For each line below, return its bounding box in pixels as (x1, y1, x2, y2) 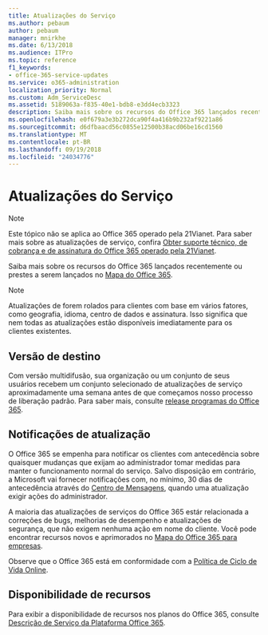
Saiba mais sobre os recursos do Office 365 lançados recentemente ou (8, 261, 243, 272)
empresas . (8, 541, 43, 550)
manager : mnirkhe (8, 34, 66, 42)
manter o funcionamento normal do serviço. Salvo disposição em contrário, (8, 466, 257, 475)
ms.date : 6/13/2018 (8, 42, 73, 50)
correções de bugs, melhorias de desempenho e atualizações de (8, 515, 222, 525)
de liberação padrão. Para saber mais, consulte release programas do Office (8, 396, 260, 406)
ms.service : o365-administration (8, 78, 120, 86)
